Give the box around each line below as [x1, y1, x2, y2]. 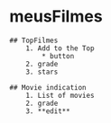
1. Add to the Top [25, 43, 95, 53]
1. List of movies [25, 91, 95, 100]
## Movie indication [9, 83, 88, 92]
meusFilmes [9, 6, 103, 27]
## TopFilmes [9, 36, 59, 45]
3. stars [25, 67, 59, 76]
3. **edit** [25, 106, 70, 116]
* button [42, 51, 75, 60]
